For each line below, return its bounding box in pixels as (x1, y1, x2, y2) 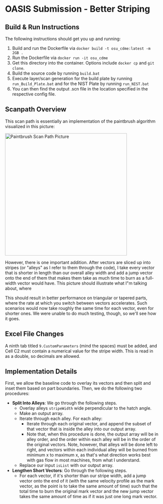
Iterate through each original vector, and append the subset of (26, 421, 152, 427)
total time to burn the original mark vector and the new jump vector (19, 488, 154, 494)
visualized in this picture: (5, 123, 55, 129)
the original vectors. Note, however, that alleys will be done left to (26, 441, 158, 448)
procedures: (5, 391, 30, 396)
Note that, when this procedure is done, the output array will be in (26, 431, 159, 437)
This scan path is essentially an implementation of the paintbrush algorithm (5, 118, 156, 124)
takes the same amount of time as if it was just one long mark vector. (19, 494, 158, 500)
